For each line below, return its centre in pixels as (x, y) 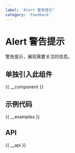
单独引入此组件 (29, 74)
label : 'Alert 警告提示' (30, 10)
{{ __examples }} (22, 117)
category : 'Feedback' (28, 15)
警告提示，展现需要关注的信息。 (39, 57)
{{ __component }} (24, 87)
